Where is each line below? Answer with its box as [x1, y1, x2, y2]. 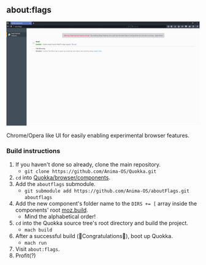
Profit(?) [15, 252, 36, 259]
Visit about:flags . [15, 245, 60, 253]
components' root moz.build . [15, 206, 88, 214]
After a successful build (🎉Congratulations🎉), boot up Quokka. [15, 232, 173, 239]
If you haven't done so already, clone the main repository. [15, 160, 161, 168]
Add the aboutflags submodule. [15, 180, 96, 187]
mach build [24, 226, 53, 233]
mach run [24, 240, 47, 246]
